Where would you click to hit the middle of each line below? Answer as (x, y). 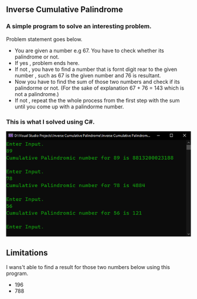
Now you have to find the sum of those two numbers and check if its (97, 81)
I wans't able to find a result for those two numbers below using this (88, 267)
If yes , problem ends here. (47, 63)
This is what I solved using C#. (50, 121)
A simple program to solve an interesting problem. (79, 26)
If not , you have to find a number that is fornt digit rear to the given (96, 69)
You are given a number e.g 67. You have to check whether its (89, 50)
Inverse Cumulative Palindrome (64, 10)
